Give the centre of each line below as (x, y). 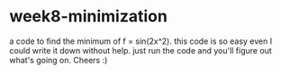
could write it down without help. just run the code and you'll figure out (140, 50)
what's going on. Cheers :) (59, 60)
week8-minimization (89, 16)
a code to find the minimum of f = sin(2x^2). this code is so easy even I (141, 41)
